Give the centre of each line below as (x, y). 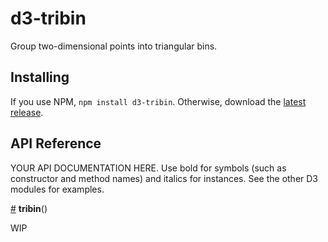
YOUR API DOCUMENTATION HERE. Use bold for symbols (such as (148, 168)
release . (27, 112)
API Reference (56, 143)
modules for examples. (57, 189)
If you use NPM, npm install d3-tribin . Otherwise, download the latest (158, 101)
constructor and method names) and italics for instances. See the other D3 (164, 178)
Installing (40, 77)
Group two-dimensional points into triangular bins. (114, 46)
